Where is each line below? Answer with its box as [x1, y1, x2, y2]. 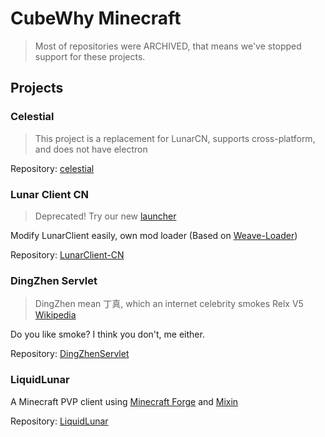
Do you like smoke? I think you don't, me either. [10, 328, 205, 341]
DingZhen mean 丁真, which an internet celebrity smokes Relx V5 [34, 298, 304, 310]
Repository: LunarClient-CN [10, 248, 125, 261]
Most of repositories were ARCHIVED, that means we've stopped [34, 40, 302, 52]
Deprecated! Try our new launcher [34, 210, 177, 222]
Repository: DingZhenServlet [10, 348, 130, 360]
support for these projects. [34, 50, 146, 62]
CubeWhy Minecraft [10, 7, 182, 30]
